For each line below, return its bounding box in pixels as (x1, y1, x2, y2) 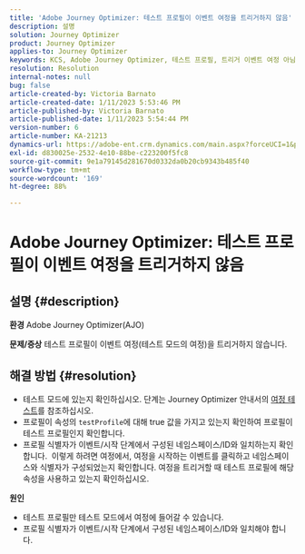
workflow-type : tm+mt (9, 165, 92, 174)
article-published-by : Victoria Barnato (9, 106, 165, 115)
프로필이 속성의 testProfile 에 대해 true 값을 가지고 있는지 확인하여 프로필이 (22, 416, 293, 427)
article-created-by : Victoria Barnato (9, 89, 156, 98)
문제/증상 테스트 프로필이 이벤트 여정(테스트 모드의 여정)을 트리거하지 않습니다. (9, 339, 288, 350)
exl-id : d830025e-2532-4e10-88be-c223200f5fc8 (9, 148, 189, 157)
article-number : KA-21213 (9, 132, 107, 141)
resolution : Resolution (9, 64, 100, 74)
